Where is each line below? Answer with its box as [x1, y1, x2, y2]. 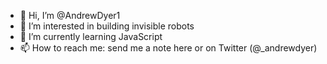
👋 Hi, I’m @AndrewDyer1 [19, 10, 121, 21]
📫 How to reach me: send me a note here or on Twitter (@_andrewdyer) [19, 42, 318, 54]
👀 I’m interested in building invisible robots [19, 20, 195, 32]
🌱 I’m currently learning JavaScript [19, 31, 163, 42]
